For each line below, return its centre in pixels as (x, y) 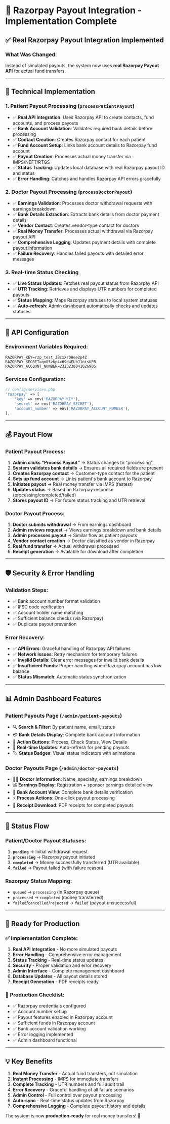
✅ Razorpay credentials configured (49, 1006)
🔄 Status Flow (27, 826)
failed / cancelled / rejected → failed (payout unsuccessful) (74, 903)
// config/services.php (30, 390)
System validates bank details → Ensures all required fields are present (88, 468)
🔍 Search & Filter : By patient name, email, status (64, 727)
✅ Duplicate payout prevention (45, 624)
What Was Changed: (31, 54)
